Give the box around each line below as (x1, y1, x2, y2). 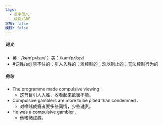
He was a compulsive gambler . (12, 109, 77, 115)
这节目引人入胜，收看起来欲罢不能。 (19, 92, 94, 98)
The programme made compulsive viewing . (12, 86, 102, 92)
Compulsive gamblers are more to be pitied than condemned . (12, 97, 139, 104)
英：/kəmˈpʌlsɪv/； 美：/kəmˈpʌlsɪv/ (12, 55, 84, 61)
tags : (5, 7, 16, 12)
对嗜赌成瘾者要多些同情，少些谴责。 (19, 103, 94, 109)
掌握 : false (5, 21, 28, 26)
